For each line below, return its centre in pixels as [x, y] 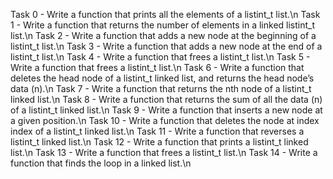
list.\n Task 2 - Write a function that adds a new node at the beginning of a [163, 35]
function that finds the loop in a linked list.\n [101, 163]
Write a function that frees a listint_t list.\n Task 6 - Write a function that [157, 67]
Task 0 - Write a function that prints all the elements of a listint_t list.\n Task [165, 14]
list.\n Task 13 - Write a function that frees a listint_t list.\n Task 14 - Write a [164, 152]
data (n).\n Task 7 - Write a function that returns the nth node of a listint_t [161, 88]
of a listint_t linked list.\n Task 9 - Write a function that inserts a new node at [166, 110]
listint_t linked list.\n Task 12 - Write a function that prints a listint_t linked [159, 142]
